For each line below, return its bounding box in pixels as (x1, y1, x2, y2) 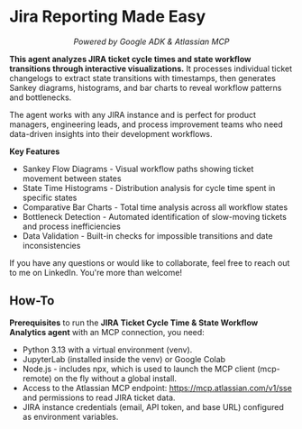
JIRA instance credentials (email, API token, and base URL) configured (22, 401, 284, 412)
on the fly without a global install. (53, 372, 178, 384)
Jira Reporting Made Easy (9, 6, 206, 27)
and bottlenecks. (9, 92, 72, 103)
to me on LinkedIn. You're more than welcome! (9, 267, 183, 278)
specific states (22, 192, 78, 203)
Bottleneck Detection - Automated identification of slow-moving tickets (22, 211, 287, 222)
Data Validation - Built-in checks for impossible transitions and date (22, 230, 273, 241)
